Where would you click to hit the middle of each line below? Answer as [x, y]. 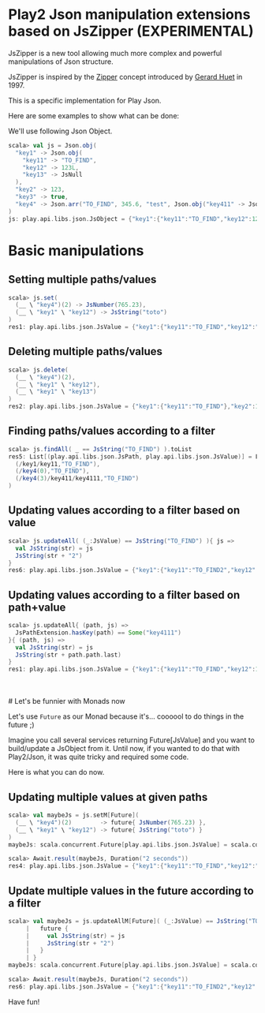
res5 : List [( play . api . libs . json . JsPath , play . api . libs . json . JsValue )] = [130, 456]
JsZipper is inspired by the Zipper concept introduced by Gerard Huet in [125, 77]
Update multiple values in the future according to [131, 890]
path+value [37, 607]
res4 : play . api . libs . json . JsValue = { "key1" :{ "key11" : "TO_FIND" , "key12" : [132, 866]
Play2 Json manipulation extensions [129, 15]
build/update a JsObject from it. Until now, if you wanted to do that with [124, 749]
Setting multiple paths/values [82, 280]
